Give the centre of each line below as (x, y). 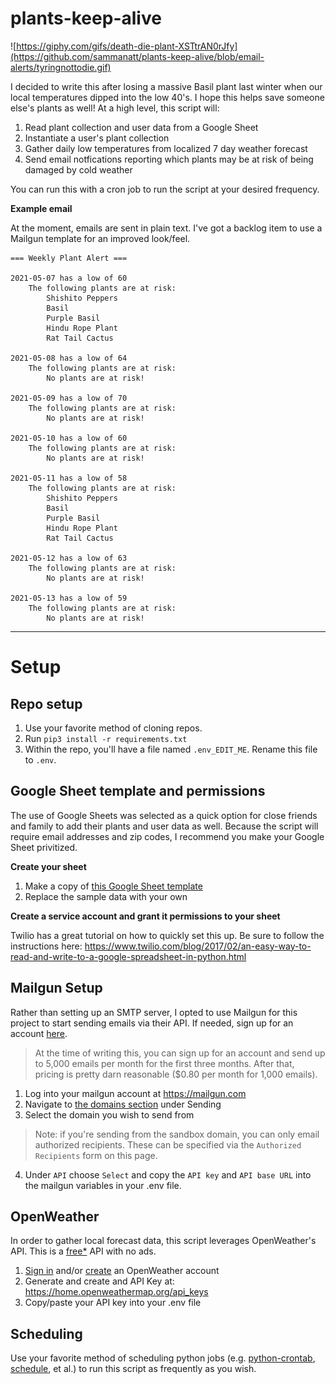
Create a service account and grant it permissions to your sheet (145, 916)
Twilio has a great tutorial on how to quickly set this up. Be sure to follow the (167, 935)
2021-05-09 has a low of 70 (69, 398)
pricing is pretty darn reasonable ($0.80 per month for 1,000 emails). (176, 1074)
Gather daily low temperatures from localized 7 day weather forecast (166, 148)
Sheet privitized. (44, 847)
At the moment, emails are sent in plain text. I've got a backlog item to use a (166, 228)
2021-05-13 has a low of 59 (69, 598)
